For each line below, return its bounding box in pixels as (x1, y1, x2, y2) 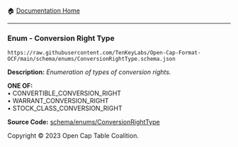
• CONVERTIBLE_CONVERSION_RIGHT (7, 89, 122, 98)
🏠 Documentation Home (7, 6, 80, 15)
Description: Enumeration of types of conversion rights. (7, 68, 171, 76)
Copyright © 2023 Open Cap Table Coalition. (7, 131, 140, 140)
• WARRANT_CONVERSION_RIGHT (7, 97, 109, 105)
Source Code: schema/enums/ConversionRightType (7, 118, 161, 127)
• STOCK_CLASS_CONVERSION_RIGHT (7, 104, 123, 112)
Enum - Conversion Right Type (7, 33, 115, 43)
